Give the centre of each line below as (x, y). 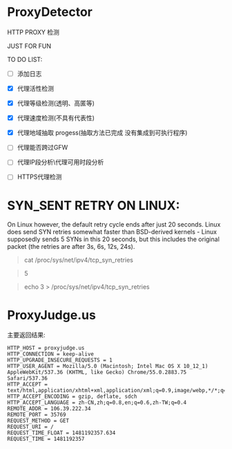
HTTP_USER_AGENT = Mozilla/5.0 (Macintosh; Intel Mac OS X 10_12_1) (108, 367)
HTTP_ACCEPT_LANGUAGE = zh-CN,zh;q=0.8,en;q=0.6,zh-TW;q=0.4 (97, 403)
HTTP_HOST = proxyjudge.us (46, 348)
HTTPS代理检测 (39, 177)
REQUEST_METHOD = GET (38, 421)
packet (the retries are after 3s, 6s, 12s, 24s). (71, 247)
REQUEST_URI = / (30, 427)
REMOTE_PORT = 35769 (37, 415)
